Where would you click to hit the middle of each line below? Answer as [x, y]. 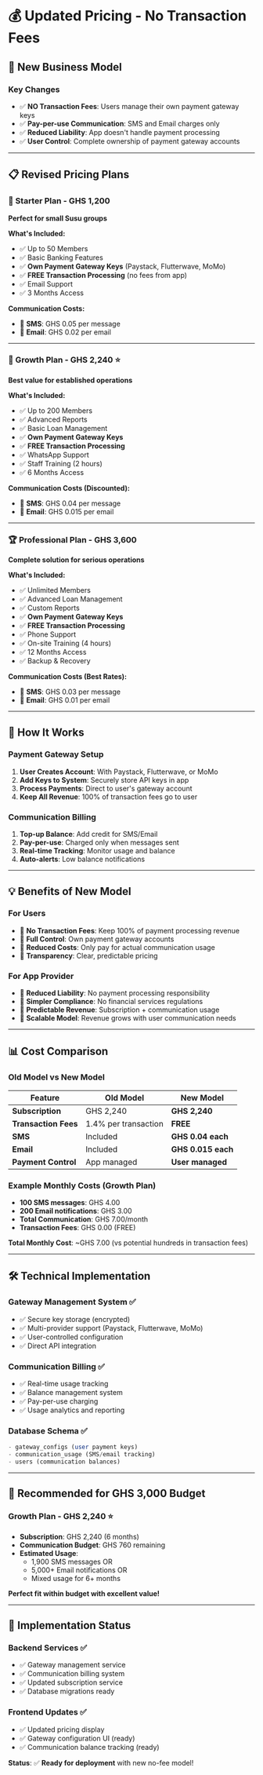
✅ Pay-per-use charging [59, 1401]
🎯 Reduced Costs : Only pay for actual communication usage [117, 947]
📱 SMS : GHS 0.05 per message [70, 323]
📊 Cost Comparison [58, 1051]
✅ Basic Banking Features [61, 257]
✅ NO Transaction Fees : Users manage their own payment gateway [129, 106]
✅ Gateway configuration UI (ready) [77, 1738]
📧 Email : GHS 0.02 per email [65, 332]
